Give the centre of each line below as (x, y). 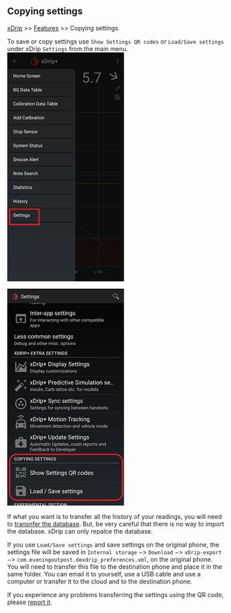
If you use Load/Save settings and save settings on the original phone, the (113, 545)
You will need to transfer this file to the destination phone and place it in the (115, 567)
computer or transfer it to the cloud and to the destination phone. (100, 581)
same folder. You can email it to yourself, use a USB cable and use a (104, 574)
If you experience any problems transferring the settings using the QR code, (115, 594)
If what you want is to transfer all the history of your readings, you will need (115, 516)
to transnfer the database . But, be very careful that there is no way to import (116, 524)
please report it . (30, 602)
